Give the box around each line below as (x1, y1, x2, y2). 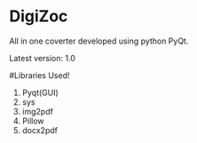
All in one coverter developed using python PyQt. (9, 36, 189, 46)
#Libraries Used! (9, 69, 70, 81)
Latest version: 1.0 (9, 52, 75, 63)
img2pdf (21, 106, 53, 116)
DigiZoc (9, 6, 68, 27)
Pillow (21, 115, 44, 126)
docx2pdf (21, 124, 58, 135)
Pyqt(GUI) (21, 87, 59, 98)
